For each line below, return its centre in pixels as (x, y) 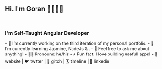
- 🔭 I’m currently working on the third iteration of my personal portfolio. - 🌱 (80, 43)
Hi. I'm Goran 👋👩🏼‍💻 (35, 9)
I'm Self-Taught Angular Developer (47, 33)
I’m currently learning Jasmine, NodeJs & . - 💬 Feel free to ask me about (77, 49)
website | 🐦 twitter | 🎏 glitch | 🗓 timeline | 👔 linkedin (57, 61)
